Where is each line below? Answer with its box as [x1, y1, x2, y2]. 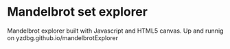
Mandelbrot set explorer [7, 4, 148, 20]
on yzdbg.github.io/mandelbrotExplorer [7, 33, 119, 42]
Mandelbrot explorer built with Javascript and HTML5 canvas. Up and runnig [7, 27, 224, 35]
